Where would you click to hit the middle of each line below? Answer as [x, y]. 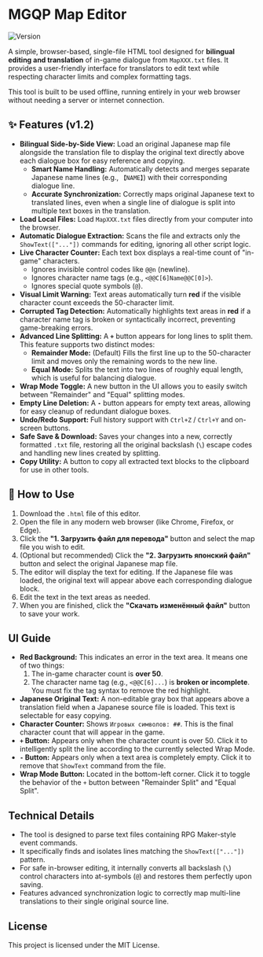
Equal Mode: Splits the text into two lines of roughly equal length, [137, 369]
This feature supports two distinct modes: [87, 344]
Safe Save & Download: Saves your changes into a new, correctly [126, 436]
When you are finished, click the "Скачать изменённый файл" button [135, 605]
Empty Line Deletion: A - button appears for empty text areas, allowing [135, 403]
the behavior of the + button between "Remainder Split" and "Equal [128, 782]
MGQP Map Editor [68, 15]
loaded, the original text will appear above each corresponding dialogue [136, 580]
